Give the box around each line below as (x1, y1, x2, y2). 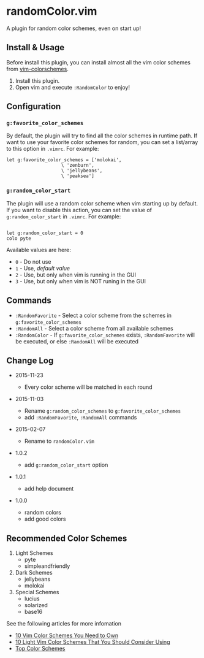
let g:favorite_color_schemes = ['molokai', (6, 157, 122, 163)
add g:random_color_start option (24, 461, 108, 469)
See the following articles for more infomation (6, 620, 121, 627)
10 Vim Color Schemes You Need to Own (15, 632, 118, 639)
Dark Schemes (15, 569, 53, 576)
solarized (24, 602, 48, 609)
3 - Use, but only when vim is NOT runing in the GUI (15, 277, 146, 285)
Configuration (6, 101, 61, 112)
